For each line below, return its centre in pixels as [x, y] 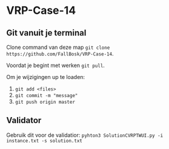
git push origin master [45, 102]
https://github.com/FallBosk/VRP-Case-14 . [60, 54]
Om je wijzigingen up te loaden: [46, 77]
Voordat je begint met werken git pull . [55, 65]
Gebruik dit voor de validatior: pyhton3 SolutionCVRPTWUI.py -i [85, 135]
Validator [24, 120]
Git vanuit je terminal [46, 33]
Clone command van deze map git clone [58, 47]
